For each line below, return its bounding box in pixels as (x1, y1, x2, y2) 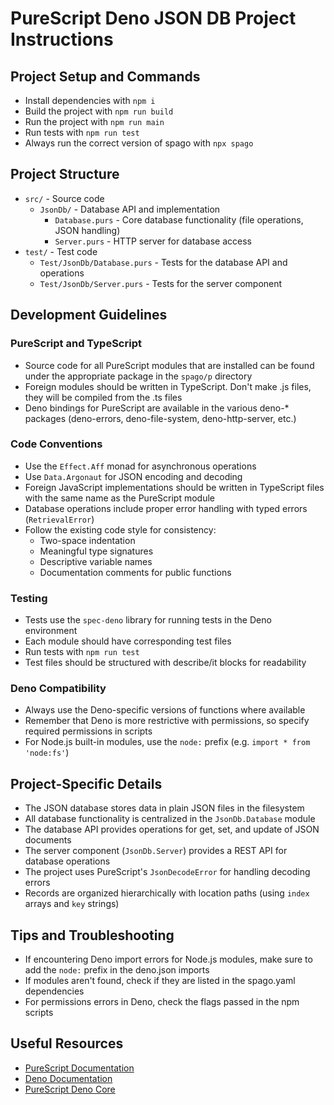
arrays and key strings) (24, 898, 120, 910)
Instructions (10, 28, 114, 51)
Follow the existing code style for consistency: (24, 523, 217, 536)
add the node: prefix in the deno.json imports (24, 964, 210, 976)
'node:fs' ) (24, 747, 70, 759)
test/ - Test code (24, 245, 98, 257)
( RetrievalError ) (24, 513, 95, 525)
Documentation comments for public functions (39, 566, 232, 578)
